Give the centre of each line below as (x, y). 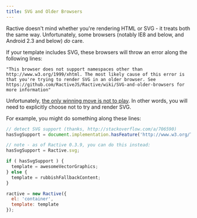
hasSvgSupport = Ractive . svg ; (43, 150)
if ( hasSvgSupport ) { (35, 161)
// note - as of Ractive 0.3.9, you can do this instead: (78, 145)
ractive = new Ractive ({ (36, 194)
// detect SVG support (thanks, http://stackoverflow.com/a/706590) (91, 129)
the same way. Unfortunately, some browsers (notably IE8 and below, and (95, 34)
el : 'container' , (33, 199)
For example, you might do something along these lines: (74, 118)
